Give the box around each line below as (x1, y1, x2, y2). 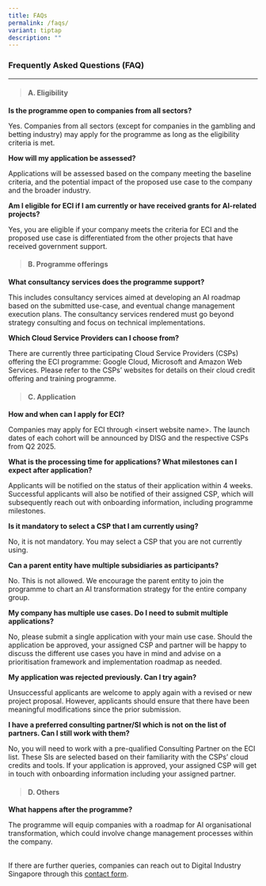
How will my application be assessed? (8, 153, 136, 162)
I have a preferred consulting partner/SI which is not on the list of (8, 720, 227, 730)
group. (8, 593, 30, 602)
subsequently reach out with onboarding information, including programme (8, 498, 253, 507)
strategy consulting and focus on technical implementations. (8, 318, 206, 327)
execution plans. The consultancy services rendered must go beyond (8, 309, 234, 319)
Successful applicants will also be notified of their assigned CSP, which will (8, 489, 254, 499)
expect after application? (8, 465, 93, 475)
